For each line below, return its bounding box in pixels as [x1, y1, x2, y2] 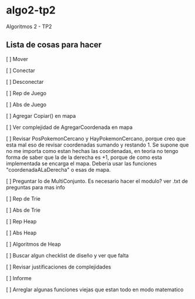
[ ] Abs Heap [6, 229, 37, 236]
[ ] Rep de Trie [6, 195, 41, 202]
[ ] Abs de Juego [6, 101, 47, 108]
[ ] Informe [6, 274, 32, 281]
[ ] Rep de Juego [6, 89, 47, 97]
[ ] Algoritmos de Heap [6, 240, 61, 247]
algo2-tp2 [6, 4, 56, 17]
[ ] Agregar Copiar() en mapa [6, 112, 76, 119]
